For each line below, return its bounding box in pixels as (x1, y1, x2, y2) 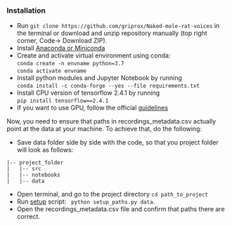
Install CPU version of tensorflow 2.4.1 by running (16, 88, 160, 97)
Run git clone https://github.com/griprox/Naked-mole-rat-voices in (16, 22, 220, 30)
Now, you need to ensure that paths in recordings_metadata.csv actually (6, 117, 217, 126)
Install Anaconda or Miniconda (16, 44, 105, 53)
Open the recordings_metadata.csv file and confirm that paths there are (16, 205, 226, 213)
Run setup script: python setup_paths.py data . (16, 197, 155, 206)
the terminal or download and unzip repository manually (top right (16, 29, 208, 37)
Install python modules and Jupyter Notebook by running (16, 74, 182, 82)
